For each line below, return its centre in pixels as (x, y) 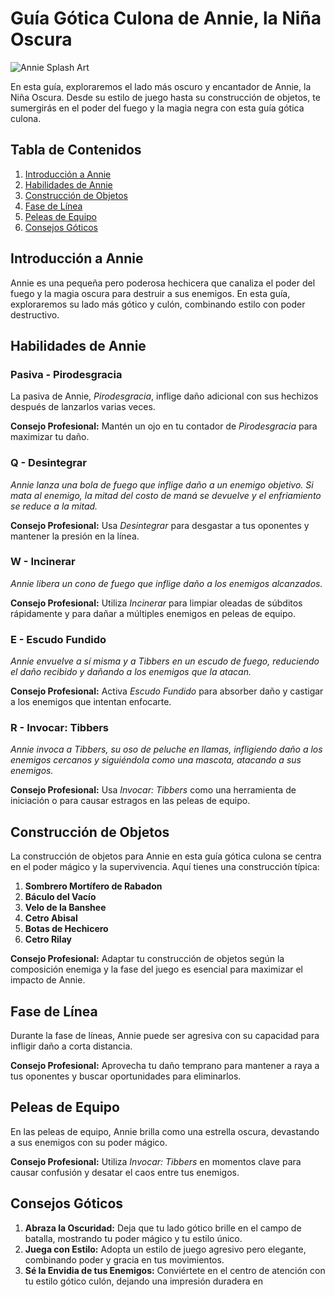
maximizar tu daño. (50, 437)
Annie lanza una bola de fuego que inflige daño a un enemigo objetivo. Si (162, 484)
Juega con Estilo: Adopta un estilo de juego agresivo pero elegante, (165, 1249)
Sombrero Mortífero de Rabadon (93, 886)
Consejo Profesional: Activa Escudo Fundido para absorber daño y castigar (167, 691)
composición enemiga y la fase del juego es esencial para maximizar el (157, 969)
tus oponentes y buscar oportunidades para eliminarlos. (126, 1076)
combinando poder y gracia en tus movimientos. (124, 1259)
